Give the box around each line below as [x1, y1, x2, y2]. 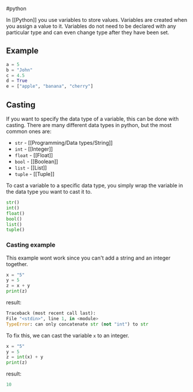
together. [6, 260, 28, 267]
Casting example [6, 241, 56, 249]
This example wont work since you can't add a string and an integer [6, 254, 171, 261]
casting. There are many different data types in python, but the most [6, 122, 172, 128]
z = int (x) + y [6, 354, 44, 360]
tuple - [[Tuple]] [14, 171, 55, 177]
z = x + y [6, 283, 31, 289]
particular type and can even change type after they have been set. [6, 29, 169, 36]
